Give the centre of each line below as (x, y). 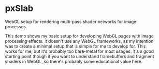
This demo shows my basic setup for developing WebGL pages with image (79, 36)
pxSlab (19, 8)
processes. (16, 26)
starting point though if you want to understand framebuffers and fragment (80, 56)
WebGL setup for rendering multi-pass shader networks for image (71, 22)
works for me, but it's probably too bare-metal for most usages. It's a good (79, 51)
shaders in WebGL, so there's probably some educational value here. (74, 61)
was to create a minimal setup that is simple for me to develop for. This (75, 46)
